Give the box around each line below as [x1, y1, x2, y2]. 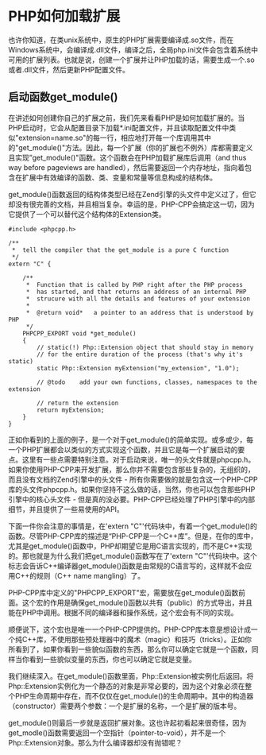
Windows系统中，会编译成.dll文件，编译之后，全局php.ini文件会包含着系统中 [8, 45, 258, 54]
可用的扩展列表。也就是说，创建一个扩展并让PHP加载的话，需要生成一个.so [8, 55, 256, 64]
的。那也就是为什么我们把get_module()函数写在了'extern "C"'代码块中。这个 [8, 551, 258, 560]
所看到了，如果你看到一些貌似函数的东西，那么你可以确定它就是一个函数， [8, 645, 252, 654]
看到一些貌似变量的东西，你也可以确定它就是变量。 [29, 654, 196, 664]
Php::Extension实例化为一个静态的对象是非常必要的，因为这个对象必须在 [8, 681, 245, 691]
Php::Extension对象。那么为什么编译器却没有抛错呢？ [8, 738, 183, 747]
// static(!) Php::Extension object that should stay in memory [37, 343, 254, 351]
